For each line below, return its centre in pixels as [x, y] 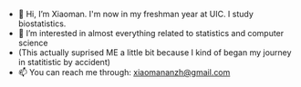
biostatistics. [42, 24]
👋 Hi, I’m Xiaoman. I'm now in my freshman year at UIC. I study [135, 14]
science [33, 43]
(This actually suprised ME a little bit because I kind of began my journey [155, 53]
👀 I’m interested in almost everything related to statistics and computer [151, 33]
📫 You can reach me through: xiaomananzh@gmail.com [124, 72]
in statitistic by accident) [64, 62]
